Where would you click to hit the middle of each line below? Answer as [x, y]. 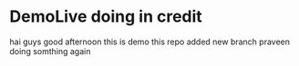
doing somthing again [50, 51]
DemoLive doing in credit [106, 17]
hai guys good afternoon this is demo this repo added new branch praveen [149, 42]
